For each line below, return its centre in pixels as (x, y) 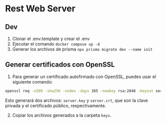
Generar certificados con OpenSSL (60, 65)
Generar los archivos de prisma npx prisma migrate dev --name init (83, 49)
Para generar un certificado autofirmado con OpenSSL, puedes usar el (84, 77)
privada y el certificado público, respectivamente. (56, 105)
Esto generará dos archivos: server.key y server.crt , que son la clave (77, 100)
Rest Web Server (40, 9)
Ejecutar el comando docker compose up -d (56, 44)
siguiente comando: (32, 82)
